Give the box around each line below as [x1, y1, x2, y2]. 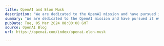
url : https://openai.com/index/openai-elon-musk [5, 30, 106, 34]
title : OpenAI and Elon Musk [5, 7, 64, 12]
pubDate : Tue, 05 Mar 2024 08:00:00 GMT [5, 20, 89, 26]
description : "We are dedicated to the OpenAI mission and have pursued [5, 12, 156, 16]
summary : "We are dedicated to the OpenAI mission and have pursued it [5, 16, 154, 21]
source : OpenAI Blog [5, 25, 47, 30]
